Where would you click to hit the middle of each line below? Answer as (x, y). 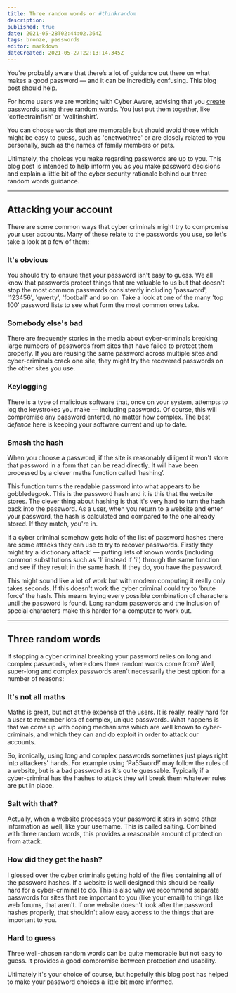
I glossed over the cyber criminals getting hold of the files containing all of (115, 875)
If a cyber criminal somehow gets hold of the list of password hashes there (115, 537)
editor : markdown (33, 46)
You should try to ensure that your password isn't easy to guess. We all (110, 275)
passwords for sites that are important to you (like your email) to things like (116, 897)
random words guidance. (44, 181)
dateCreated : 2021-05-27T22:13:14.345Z (66, 53)
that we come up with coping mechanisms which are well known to (104, 727)
